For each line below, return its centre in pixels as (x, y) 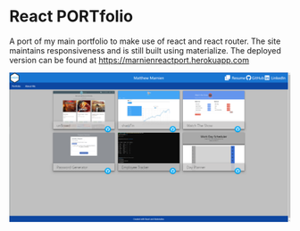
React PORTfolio (71, 16)
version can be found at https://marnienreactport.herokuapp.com (129, 60)
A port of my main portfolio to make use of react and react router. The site (145, 41)
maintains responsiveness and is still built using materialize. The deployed (145, 50)
